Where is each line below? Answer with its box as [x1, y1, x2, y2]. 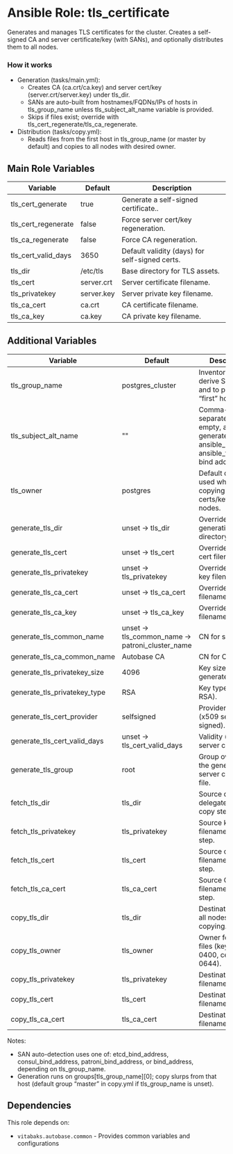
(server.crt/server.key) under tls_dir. [27, 90, 130, 99]
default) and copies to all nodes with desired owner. [27, 143, 176, 151]
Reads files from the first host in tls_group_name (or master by [27, 135, 206, 143]
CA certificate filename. [121, 300, 199, 310]
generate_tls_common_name [10, 632, 104, 641]
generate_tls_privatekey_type [10, 687, 106, 697]
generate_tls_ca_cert [10, 587, 78, 597]
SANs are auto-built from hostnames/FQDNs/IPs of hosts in [27, 98, 198, 106]
